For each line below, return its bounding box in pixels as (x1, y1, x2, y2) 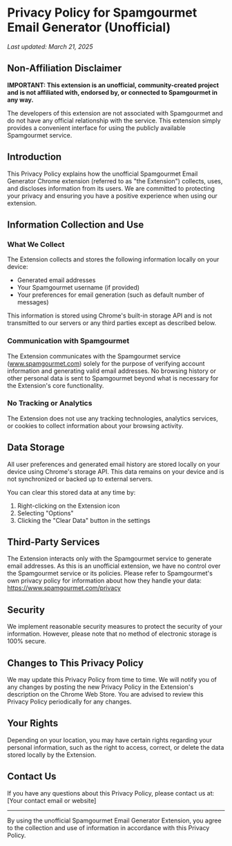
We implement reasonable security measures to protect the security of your (7, 623, 223, 631)
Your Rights (7, 717, 59, 729)
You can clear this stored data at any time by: (7, 488, 136, 496)
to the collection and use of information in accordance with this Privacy (7, 823, 210, 831)
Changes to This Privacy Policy (7, 657, 144, 669)
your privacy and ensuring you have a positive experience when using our (7, 192, 217, 200)
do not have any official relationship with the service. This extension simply (7, 116, 221, 125)
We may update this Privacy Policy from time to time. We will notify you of (7, 676, 217, 684)
